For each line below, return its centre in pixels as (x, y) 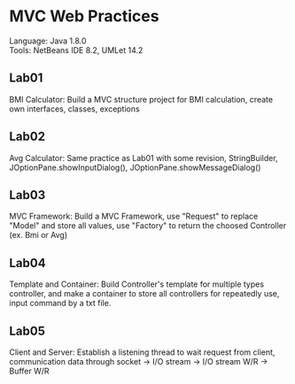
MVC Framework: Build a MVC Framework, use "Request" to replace (134, 216)
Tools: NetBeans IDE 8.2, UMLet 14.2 (76, 50)
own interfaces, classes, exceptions (74, 109)
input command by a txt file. (60, 303)
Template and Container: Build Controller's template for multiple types (136, 284)
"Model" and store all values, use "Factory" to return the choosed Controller (148, 226)
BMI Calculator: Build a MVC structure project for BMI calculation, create (141, 99)
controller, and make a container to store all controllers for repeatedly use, (144, 294)
